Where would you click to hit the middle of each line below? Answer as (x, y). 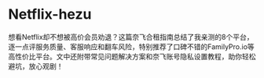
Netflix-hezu (50, 14)
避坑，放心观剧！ (36, 66)
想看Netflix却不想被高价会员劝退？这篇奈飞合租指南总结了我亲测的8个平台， (131, 37)
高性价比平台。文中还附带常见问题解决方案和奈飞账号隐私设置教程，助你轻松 (132, 56)
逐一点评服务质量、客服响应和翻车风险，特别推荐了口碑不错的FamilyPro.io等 (132, 46)
